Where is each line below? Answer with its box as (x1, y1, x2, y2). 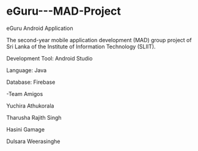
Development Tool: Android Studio (6, 54, 93, 62)
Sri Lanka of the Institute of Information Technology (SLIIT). (6, 43, 156, 50)
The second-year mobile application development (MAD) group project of (6, 36, 192, 43)
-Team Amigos (6, 90, 43, 97)
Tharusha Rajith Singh (6, 114, 62, 121)
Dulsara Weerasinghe (6, 138, 61, 145)
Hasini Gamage (6, 125, 45, 133)
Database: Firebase (6, 78, 56, 86)
